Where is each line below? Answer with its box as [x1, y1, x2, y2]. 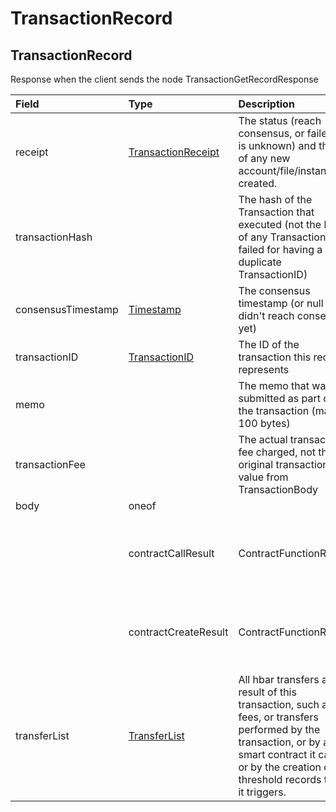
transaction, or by [238, 735, 321, 749]
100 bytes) [238, 417, 291, 430]
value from [238, 470, 289, 484]
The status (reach [238, 114, 322, 127]
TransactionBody [238, 483, 318, 496]
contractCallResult [128, 547, 215, 560]
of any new [238, 152, 291, 165]
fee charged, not [238, 445, 317, 459]
